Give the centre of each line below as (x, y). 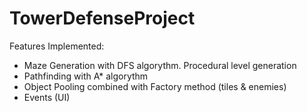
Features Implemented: (57, 46)
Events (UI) (47, 97)
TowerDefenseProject (102, 18)
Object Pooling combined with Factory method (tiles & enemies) (155, 86)
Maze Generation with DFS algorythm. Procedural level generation (160, 65)
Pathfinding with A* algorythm (86, 76)
